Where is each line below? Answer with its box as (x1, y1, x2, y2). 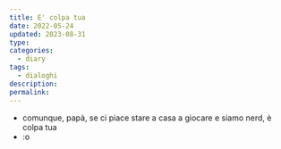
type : (9, 37, 30, 47)
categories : (9, 46, 54, 55)
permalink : (9, 87, 50, 96)
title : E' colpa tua (9, 12, 87, 22)
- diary (17, 54, 47, 63)
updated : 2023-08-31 (9, 29, 87, 38)
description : (9, 79, 58, 88)
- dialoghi (17, 71, 58, 80)
